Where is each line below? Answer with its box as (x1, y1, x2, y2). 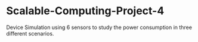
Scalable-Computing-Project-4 (6, 4, 165, 18)
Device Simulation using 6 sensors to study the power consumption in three (6, 24, 193, 31)
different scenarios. (6, 30, 54, 37)
